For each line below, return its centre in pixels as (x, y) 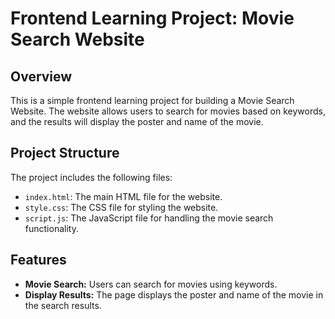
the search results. (63, 305)
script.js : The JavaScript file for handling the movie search (149, 218)
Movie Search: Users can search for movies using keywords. (151, 284)
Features (38, 260)
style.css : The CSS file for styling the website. (121, 207)
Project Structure (65, 153)
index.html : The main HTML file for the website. (123, 196)
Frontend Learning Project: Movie (152, 18)
